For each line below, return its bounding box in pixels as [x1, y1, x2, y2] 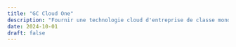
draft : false [7, 29, 46, 37]
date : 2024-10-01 [7, 23, 58, 30]
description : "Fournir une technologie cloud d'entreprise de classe [7, 17, 216, 23]
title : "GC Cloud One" [7, 10, 74, 17]
